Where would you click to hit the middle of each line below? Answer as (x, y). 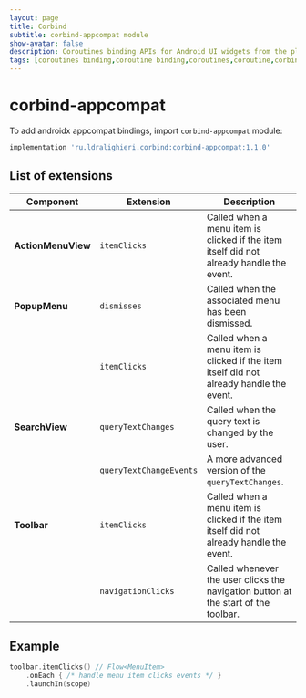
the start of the (238, 602)
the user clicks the (245, 579)
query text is (233, 421)
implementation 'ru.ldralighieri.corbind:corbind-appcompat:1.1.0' (140, 147)
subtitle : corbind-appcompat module (79, 35)
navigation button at (249, 591)
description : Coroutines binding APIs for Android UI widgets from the (148, 52)
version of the (236, 470)
